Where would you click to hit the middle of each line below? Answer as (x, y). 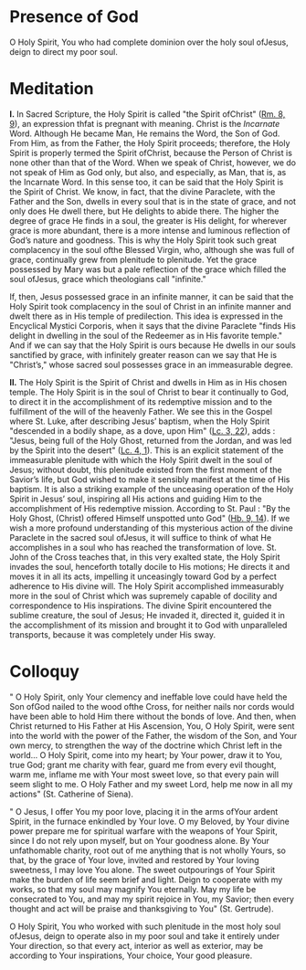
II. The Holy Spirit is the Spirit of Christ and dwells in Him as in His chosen (148, 382)
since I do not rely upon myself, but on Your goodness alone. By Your (139, 840)
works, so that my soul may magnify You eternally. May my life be (133, 889)
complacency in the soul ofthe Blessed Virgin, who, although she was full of (152, 249)
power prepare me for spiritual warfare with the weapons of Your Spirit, (144, 831)
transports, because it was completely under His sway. (113, 634)
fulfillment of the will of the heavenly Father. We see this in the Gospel (141, 411)
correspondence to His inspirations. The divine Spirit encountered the (141, 606)
